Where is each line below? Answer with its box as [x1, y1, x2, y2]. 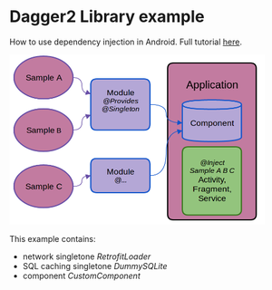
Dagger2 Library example [9, 6, 205, 27]
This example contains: [9, 233, 96, 244]
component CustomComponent [22, 270, 141, 281]
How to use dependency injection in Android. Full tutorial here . [9, 36, 243, 47]
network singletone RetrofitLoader [22, 251, 151, 262]
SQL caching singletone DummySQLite [22, 260, 168, 271]
